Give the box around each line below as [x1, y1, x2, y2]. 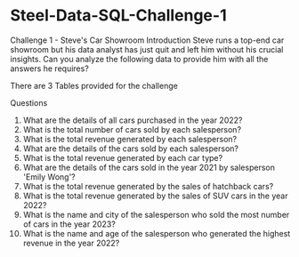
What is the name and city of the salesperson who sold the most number [22, 209, 290, 220]
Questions [10, 97, 48, 108]
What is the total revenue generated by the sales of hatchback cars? [22, 181, 274, 191]
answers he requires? [10, 63, 90, 74]
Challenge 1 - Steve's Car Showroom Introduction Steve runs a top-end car [10, 35, 285, 45]
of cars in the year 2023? [22, 219, 117, 229]
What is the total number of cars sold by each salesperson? [22, 124, 242, 134]
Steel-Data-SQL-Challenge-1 [10, 5, 227, 26]
